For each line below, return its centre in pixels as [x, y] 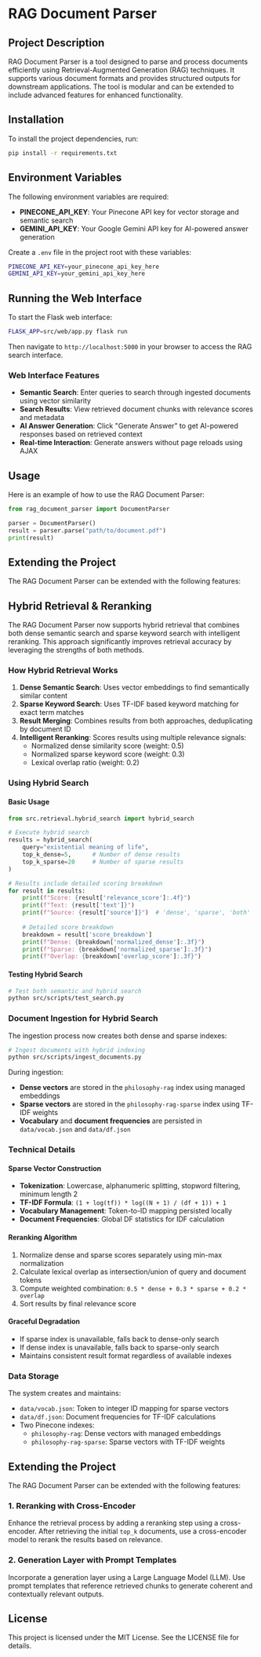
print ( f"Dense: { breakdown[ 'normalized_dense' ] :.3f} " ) [114, 942]
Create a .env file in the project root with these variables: [100, 252]
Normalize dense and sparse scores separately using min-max [121, 1254]
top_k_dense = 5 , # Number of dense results [101, 855]
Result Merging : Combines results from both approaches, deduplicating [136, 721]
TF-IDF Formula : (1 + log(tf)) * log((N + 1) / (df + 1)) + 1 [123, 1202]
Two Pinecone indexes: [57, 1425]
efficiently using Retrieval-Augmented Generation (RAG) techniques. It [121, 70]
